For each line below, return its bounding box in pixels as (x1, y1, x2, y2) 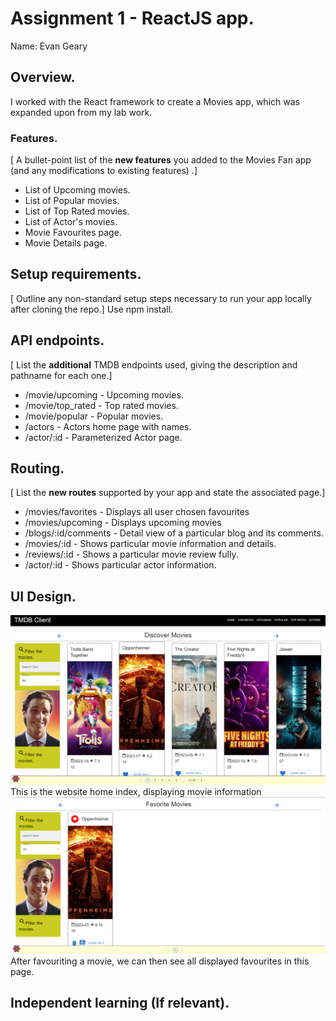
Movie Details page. (24, 237, 108, 249)
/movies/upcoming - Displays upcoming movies (24, 517, 222, 529)
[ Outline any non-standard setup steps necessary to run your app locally (10, 292, 312, 304)
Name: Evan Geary (10, 40, 88, 52)
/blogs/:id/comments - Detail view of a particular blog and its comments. (24, 527, 324, 539)
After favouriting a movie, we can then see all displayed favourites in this (10, 955, 310, 967)
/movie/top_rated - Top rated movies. (24, 399, 179, 411)
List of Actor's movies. (24, 216, 118, 228)
